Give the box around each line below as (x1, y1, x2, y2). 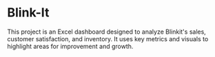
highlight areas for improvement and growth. (7, 42, 134, 50)
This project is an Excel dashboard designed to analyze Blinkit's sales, (7, 27, 207, 36)
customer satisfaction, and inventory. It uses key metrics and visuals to (7, 34, 209, 43)
